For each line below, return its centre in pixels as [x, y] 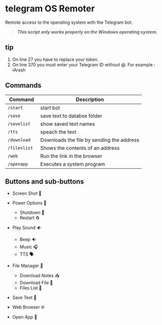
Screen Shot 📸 [27, 193]
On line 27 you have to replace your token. [55, 59]
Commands [23, 85]
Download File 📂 [36, 283]
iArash [19, 70]
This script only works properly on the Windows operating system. [87, 32]
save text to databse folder [71, 116]
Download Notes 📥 [40, 276]
